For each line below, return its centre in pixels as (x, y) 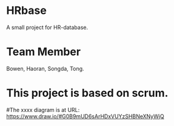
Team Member (43, 52)
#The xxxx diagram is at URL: (43, 110)
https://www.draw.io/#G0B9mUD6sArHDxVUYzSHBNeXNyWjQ (85, 116)
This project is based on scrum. (87, 93)
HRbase (26, 11)
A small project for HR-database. (47, 27)
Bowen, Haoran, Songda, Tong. (45, 68)
